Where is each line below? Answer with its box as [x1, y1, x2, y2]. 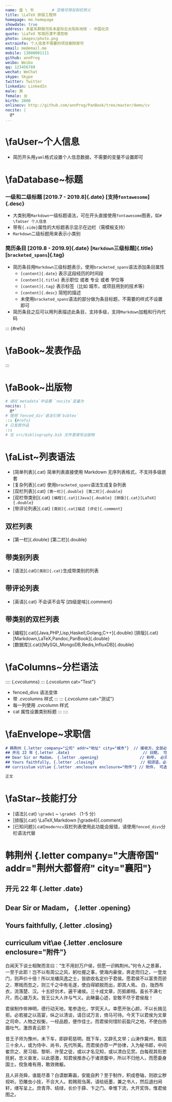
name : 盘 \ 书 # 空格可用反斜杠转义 [5, 7, 91, 13]
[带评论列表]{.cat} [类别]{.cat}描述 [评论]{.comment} [12, 505, 123, 512]
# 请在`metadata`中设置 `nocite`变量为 [5, 399, 84, 404]
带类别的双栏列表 [5, 615, 59, 624]
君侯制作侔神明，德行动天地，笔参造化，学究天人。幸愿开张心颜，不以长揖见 [5, 1005, 167, 1011]
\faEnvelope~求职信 [5, 728, 91, 740]
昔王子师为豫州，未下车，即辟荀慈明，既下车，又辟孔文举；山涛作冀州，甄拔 [5, 1035, 167, 1042]
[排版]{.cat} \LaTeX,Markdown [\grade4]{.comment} [12, 817, 123, 823]
